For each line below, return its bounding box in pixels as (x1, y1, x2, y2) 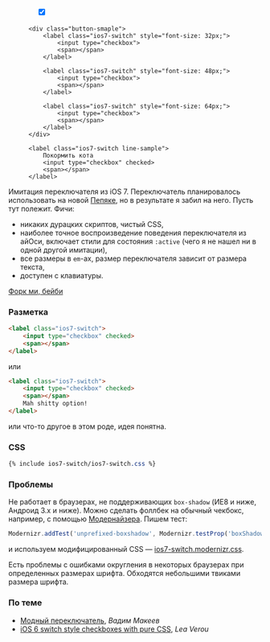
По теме (8, 597, 43, 608)
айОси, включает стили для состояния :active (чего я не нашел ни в (19, 237, 257, 246)
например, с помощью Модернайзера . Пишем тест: (8, 514, 187, 524)
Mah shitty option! (22, 400, 88, 408)
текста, (19, 261, 45, 272)
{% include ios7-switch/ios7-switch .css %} (8, 460, 157, 468)
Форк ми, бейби (8, 286, 63, 296)
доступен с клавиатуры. (19, 270, 104, 280)
